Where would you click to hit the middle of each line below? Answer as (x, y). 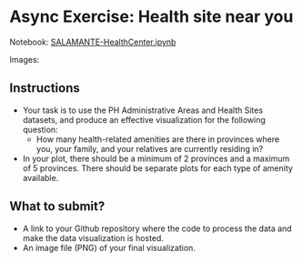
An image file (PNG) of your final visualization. (109, 247)
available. (40, 177)
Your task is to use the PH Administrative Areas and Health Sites (143, 110)
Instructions (45, 88)
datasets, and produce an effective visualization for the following (144, 119)
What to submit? (57, 207)
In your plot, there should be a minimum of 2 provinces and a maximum (156, 158)
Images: (25, 59)
